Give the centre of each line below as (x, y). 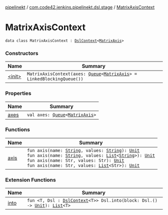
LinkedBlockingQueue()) (55, 79)
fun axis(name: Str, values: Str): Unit (75, 160)
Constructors (22, 53)
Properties (18, 93)
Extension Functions (30, 179)
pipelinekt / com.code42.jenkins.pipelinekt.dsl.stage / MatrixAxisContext (80, 7)
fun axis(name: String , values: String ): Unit (83, 150)
